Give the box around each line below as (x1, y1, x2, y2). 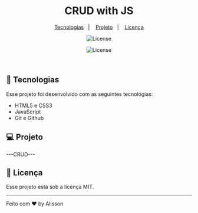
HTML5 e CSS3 (14, 102, 52, 109)
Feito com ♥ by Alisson (6, 200, 64, 207)
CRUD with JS (64, 4, 134, 18)
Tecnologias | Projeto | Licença (54, 24, 144, 31)
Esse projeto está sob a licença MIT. (6, 184, 94, 191)
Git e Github (14, 114, 44, 121)
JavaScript (14, 108, 41, 115)
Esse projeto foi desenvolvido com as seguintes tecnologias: (6, 90, 153, 98)
